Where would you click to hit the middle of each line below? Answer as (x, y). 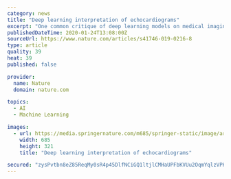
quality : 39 (24, 52)
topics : (18, 102)
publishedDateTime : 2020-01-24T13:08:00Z (67, 33)
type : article (27, 45)
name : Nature (32, 83)
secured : (20, 165)
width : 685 (35, 140)
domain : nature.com (41, 90)
